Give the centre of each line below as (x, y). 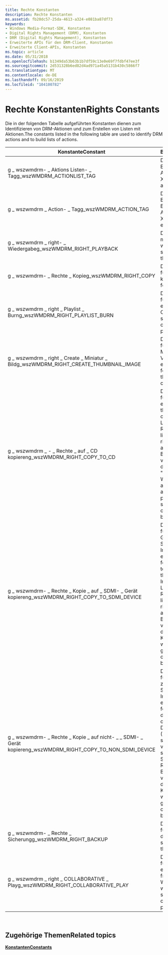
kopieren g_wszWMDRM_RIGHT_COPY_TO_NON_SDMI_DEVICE (82, 750)
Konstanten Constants (29, 947)
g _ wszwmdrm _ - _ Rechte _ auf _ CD (53, 451)
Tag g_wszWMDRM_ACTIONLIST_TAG (52, 176)
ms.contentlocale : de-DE (31, 75)
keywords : (15, 24)
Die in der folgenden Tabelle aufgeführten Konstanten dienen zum (73, 123)
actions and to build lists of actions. (42, 139)
